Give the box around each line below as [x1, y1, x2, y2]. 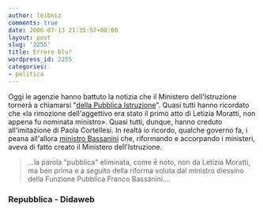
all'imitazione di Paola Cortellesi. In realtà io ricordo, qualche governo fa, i [8, 125, 248, 135]
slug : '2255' [8, 41, 51, 49]
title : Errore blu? [8, 48, 73, 56]
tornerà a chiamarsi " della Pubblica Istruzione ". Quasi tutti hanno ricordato [8, 100, 250, 110]
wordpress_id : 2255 [8, 56, 73, 64]
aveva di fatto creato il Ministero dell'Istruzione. [8, 142, 163, 151]
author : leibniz [8, 11, 62, 20]
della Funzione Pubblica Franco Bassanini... [27, 174, 170, 184]
